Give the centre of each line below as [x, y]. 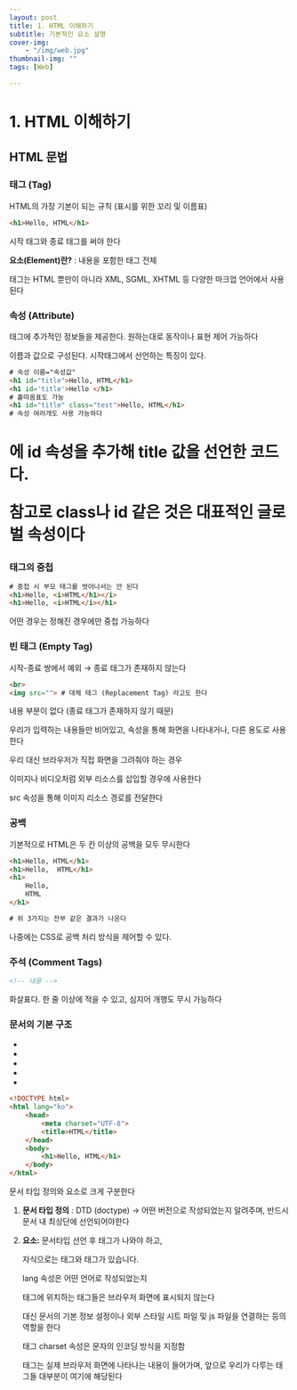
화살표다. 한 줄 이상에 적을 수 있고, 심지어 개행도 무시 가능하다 [116, 999]
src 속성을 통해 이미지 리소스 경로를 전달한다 [86, 797]
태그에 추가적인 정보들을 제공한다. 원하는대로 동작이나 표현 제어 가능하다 [134, 336]
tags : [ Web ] [31, 68]
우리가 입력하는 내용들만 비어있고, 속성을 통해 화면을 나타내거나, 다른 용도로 [140, 730]
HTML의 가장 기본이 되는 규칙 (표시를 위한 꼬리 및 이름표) [108, 206]
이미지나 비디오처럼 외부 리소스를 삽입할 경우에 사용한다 [105, 779]
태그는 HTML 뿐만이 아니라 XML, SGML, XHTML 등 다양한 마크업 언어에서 [139, 279]
